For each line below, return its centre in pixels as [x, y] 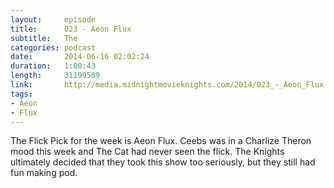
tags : [21, 94]
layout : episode [53, 19]
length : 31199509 [55, 76]
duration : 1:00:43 [53, 66]
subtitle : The [44, 38]
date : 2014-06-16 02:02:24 [80, 57]
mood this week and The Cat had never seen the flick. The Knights [147, 152]
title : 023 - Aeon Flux [71, 29]
